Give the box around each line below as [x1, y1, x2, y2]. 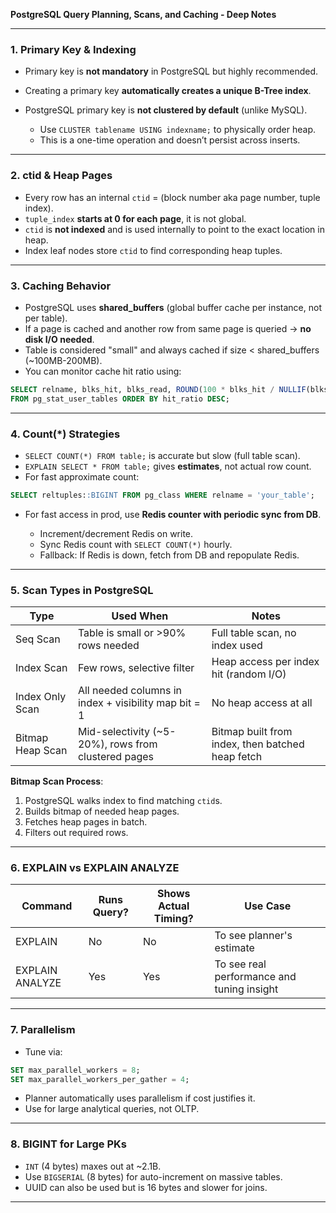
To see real [214, 957, 267, 971]
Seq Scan [15, 632, 61, 646]
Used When [111, 609, 169, 623]
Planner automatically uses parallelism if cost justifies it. [24, 1092, 256, 1104]
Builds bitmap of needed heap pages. [24, 805, 180, 818]
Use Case [244, 899, 292, 913]
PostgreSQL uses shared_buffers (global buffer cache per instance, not [24, 301, 322, 313]
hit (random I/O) [211, 667, 287, 681]
